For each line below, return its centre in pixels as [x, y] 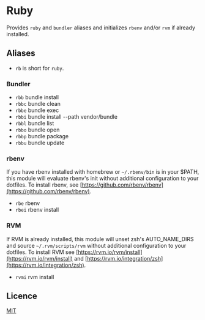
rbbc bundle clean [38, 104]
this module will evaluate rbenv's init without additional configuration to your [102, 179]
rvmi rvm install [35, 277]
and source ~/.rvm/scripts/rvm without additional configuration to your [96, 245]
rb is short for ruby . [39, 68]
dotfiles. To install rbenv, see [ [44, 185]
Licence [22, 296]
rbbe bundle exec [37, 110]
